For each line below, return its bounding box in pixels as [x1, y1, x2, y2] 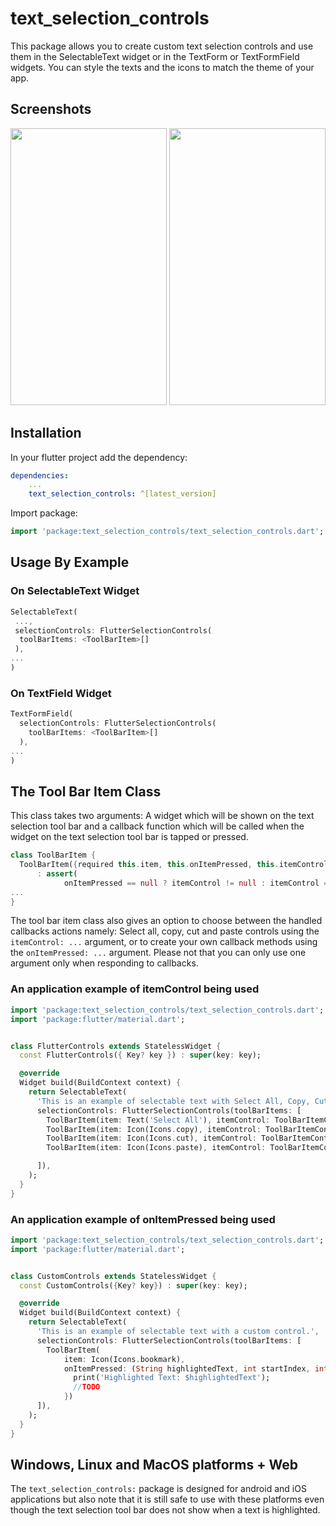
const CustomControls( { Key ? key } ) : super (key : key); [19, 1280, 248, 1291]
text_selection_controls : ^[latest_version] [28, 489, 217, 499]
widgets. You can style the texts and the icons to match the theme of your [10, 61, 315, 73]
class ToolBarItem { [10, 850, 97, 861]
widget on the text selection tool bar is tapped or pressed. [10, 831, 249, 843]
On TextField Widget [10, 686, 112, 700]
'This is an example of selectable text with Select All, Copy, [36, 1096, 311, 1106]
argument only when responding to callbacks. [10, 957, 199, 969]
